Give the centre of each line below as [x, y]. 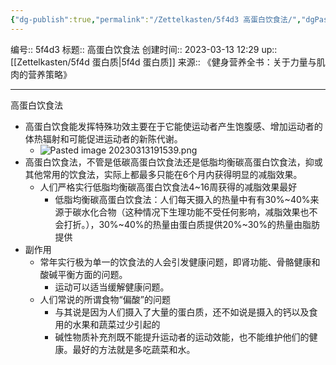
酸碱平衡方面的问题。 [83, 274]
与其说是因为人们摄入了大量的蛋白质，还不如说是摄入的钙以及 [182, 312]
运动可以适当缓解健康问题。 [112, 287]
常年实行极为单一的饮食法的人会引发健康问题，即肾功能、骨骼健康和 [180, 262]
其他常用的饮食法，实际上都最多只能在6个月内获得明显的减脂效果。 [163, 174]
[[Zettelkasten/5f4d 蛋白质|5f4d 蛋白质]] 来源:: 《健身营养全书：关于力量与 [163, 62]
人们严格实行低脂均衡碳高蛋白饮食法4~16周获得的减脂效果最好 [168, 187]
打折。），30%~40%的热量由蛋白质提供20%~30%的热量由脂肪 [191, 224]
